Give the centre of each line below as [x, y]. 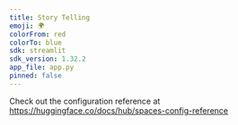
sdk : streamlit [38, 51]
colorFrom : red [38, 34]
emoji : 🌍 [27, 26]
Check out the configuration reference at [85, 101]
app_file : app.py [42, 68]
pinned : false [36, 76]
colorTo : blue [36, 42]
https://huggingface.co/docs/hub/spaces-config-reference [119, 110]
